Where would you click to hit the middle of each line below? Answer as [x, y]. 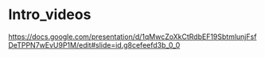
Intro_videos [50, 15]
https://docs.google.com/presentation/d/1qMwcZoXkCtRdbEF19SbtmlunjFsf [132, 37]
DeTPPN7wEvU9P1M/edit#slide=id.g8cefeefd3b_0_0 [94, 44]
